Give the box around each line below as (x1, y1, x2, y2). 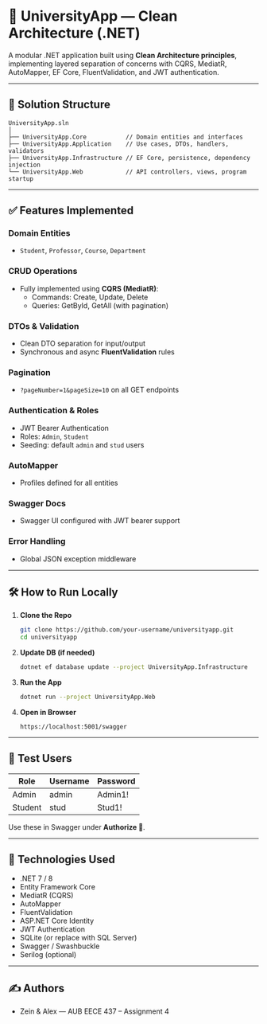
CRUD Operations (8, 266, 78, 277)
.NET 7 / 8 (19, 874, 53, 883)
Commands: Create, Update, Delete (31, 292, 149, 302)
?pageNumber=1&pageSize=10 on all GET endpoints (19, 385, 180, 395)
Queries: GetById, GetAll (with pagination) (31, 300, 169, 310)
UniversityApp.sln (8, 119, 69, 127)
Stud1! (97, 802, 122, 813)
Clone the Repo (19, 611, 72, 620)
